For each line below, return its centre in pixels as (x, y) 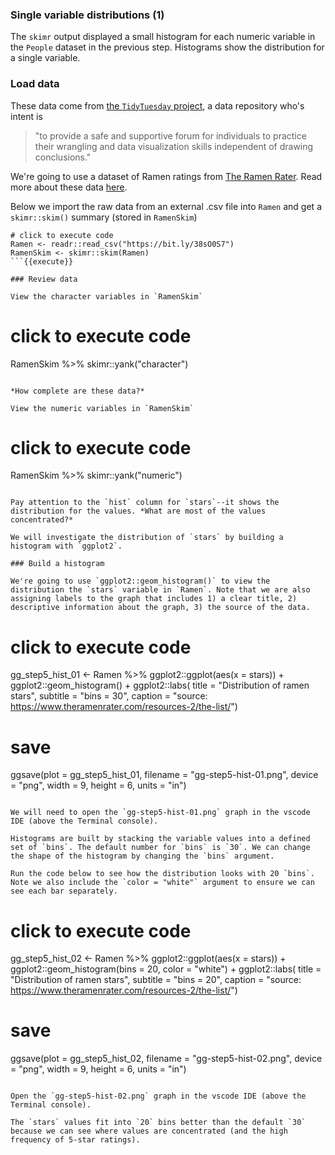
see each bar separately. (64, 891)
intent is (26, 116)
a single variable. (45, 58)
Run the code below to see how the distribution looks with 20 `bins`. (162, 874)
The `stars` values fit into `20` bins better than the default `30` (158, 1123)
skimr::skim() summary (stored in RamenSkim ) (104, 217)
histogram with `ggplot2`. (66, 546)
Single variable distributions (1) (87, 15)
